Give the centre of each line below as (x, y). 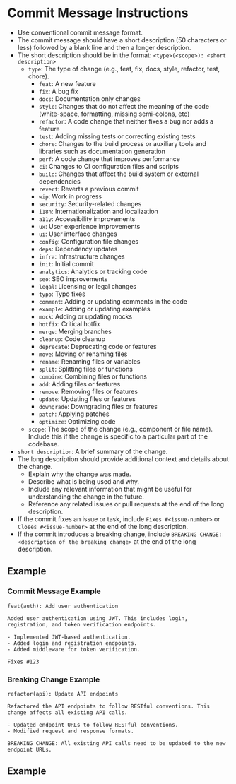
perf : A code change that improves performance (109, 159)
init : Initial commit (66, 263)
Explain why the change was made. (80, 474)
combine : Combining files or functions (93, 376)
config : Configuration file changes (89, 241)
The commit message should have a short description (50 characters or (122, 40)
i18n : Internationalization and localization (99, 211)
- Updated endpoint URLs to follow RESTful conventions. (93, 725)
